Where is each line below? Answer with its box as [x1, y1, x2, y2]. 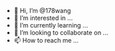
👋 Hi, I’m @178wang [13, 7, 71, 14]
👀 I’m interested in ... [13, 14, 73, 22]
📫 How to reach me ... [13, 37, 79, 44]
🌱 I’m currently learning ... [13, 21, 89, 29]
